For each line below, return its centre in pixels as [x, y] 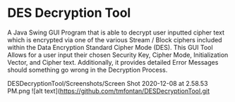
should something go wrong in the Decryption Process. [88, 70]
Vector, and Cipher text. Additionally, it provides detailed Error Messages [113, 62]
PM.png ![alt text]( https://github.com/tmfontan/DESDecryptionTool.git [109, 91]
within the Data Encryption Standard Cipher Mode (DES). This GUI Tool [110, 47]
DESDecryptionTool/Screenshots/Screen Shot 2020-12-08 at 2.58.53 [108, 83]
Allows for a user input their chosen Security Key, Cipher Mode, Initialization [118, 55]
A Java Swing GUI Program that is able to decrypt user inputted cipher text [116, 32]
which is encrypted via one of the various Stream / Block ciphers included [115, 39]
